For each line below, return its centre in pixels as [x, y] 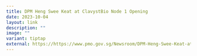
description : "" [26, 28]
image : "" [18, 33]
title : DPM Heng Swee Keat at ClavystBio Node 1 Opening [77, 11]
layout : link [22, 22]
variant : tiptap [26, 38]
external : [18, 44]
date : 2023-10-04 [27, 17]
